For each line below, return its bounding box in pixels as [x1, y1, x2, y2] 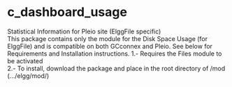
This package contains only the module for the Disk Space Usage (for [7, 34, 208, 42]
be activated [7, 56, 43, 65]
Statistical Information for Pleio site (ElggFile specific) [7, 27, 161, 35]
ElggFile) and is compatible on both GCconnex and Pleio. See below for [7, 42, 213, 50]
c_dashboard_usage [7, 4, 128, 20]
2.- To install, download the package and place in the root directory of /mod [7, 64, 226, 72]
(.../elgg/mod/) [7, 71, 50, 80]
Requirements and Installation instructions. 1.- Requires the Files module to [7, 49, 222, 58]
